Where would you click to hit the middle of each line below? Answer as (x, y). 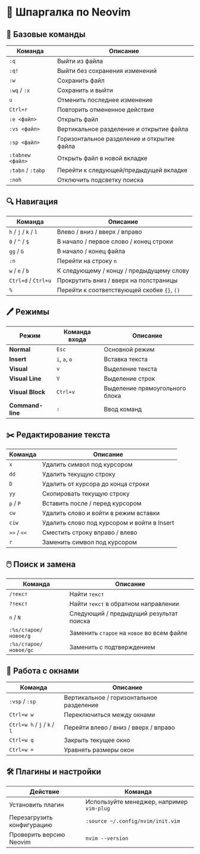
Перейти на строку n (87, 261)
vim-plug (98, 808)
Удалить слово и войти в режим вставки (101, 513)
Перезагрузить (31, 817)
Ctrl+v (66, 392)
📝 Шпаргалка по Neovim (68, 12)
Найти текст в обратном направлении (124, 604)
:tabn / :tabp (27, 170)
